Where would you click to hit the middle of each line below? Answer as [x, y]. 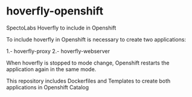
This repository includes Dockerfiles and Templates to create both [88, 81]
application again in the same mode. [51, 69]
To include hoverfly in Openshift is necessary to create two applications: [96, 39]
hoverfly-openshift [55, 11]
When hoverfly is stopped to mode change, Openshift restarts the [88, 63]
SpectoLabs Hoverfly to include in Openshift [61, 28]
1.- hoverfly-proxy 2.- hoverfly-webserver [58, 51]
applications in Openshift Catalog [48, 87]
